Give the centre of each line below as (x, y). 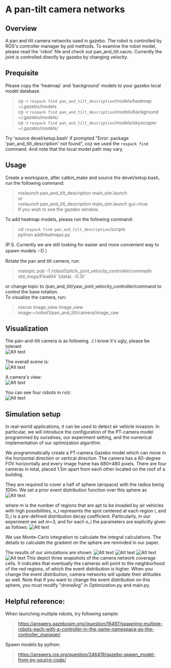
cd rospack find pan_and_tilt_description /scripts (71, 229)
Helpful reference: (35, 601)
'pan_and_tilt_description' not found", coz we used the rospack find (77, 143)
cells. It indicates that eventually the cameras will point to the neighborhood (85, 563)
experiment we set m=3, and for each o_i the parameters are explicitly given (85, 522)
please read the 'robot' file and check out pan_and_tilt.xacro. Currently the (84, 52)
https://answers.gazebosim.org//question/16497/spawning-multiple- (90, 624)
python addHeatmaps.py (44, 234)
